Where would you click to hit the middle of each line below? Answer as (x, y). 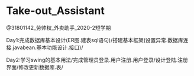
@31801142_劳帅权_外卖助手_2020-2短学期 (59, 27)
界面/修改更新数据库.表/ (35, 67)
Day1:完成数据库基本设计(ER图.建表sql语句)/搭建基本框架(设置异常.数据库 (95, 40)
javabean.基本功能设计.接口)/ (48, 47)
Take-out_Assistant (56, 11)
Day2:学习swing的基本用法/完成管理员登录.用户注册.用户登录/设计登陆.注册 (97, 60)
